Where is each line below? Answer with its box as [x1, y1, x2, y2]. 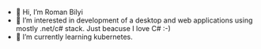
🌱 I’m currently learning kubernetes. [15, 32, 133, 41]
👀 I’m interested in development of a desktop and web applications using [15, 16, 253, 25]
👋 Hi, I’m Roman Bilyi [15, 8, 83, 16]
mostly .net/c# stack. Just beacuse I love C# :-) [15, 24, 172, 33]
